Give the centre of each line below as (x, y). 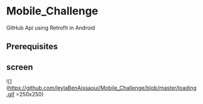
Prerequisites (32, 47)
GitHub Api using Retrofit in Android (51, 28)
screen (20, 67)
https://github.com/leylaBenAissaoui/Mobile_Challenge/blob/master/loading (102, 88)
